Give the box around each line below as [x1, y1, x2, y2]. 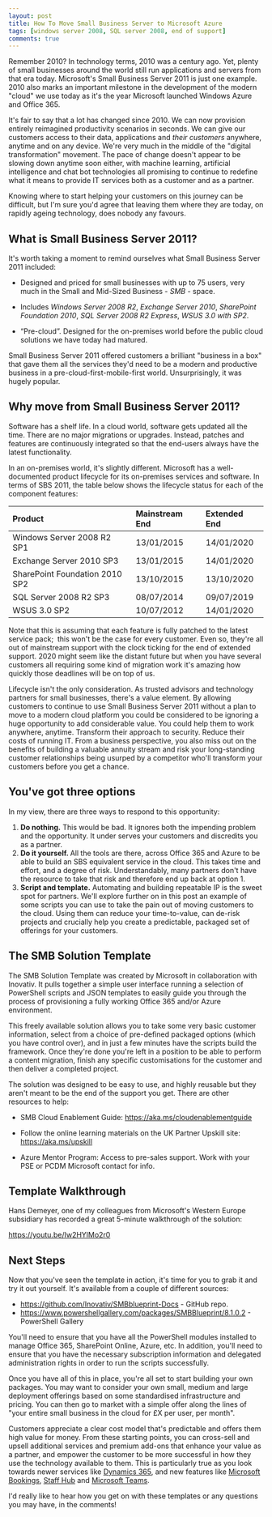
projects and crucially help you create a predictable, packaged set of [19, 917, 250, 927]
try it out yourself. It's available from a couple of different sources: [8, 1284, 229, 1293]
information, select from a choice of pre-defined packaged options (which [8, 1029, 257, 1039]
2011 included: [8, 262, 57, 272]
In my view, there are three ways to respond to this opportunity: [8, 807, 220, 816]
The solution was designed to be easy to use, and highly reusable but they [8, 1079, 257, 1089]
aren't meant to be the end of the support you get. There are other [8, 1088, 230, 1097]
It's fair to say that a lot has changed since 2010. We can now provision [8, 115, 245, 126]
